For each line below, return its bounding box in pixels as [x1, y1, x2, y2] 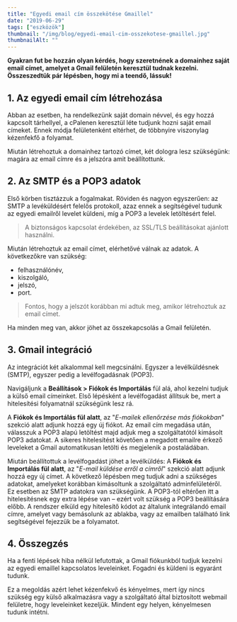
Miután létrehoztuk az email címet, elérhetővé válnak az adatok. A [7, 244, 200, 253]
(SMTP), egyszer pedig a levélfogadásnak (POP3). [7, 370, 154, 378]
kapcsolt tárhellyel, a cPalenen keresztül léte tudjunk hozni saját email [7, 118, 212, 126]
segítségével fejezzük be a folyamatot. [7, 517, 120, 525]
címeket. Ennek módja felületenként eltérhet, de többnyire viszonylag [7, 126, 209, 134]
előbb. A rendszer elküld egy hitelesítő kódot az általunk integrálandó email [7, 502, 226, 511]
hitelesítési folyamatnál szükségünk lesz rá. [7, 399, 134, 408]
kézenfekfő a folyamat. [7, 133, 74, 142]
